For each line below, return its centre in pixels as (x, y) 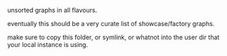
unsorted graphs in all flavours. (52, 10)
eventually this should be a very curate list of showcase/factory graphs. (111, 23)
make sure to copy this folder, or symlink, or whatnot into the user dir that (113, 37)
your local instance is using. (48, 44)
